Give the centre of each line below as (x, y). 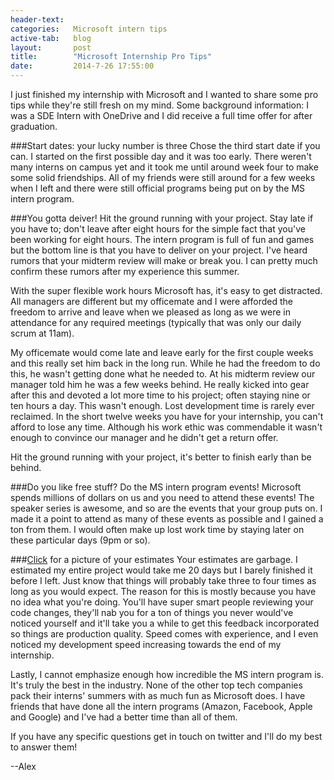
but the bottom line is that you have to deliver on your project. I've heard (159, 250)
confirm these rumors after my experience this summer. (125, 271)
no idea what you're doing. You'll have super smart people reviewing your (162, 602)
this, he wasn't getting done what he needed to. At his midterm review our (163, 374)
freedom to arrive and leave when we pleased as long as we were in (151, 312)
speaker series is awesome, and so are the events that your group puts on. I (166, 508)
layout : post (51, 47)
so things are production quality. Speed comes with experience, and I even (164, 634)
